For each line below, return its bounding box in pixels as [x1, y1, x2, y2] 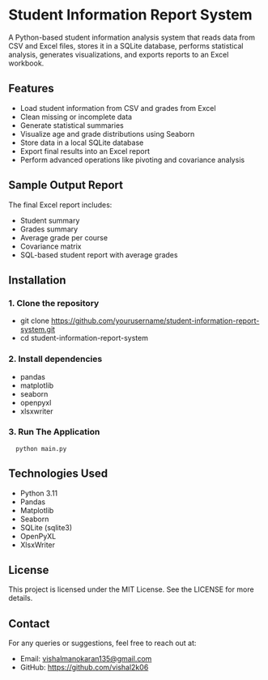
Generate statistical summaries [19, 120, 124, 130]
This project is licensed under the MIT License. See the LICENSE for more [8, 584, 254, 594]
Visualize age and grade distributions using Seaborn [19, 129, 195, 138]
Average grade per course [19, 232, 108, 242]
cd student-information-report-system [19, 334, 148, 343]
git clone [19, 316, 50, 325]
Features [8, 82, 54, 96]
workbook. [8, 58, 45, 68]
